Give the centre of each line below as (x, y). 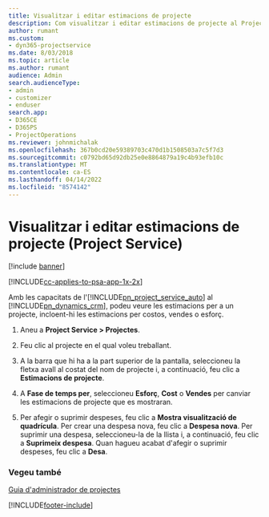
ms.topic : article (39, 61)
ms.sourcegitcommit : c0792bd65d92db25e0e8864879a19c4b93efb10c (116, 157)
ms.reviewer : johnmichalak (53, 142)
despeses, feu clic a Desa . (64, 451)
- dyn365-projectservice (50, 46)
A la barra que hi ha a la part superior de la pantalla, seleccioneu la (130, 361)
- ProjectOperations (43, 135)
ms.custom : (26, 38)
